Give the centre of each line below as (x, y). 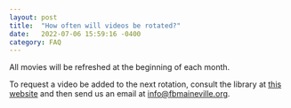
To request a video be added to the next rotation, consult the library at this (145, 84)
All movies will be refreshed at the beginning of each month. (120, 67)
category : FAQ (36, 42)
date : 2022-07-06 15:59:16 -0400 (75, 34)
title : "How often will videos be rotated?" (95, 26)
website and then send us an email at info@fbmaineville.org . (120, 94)
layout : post (33, 17)
